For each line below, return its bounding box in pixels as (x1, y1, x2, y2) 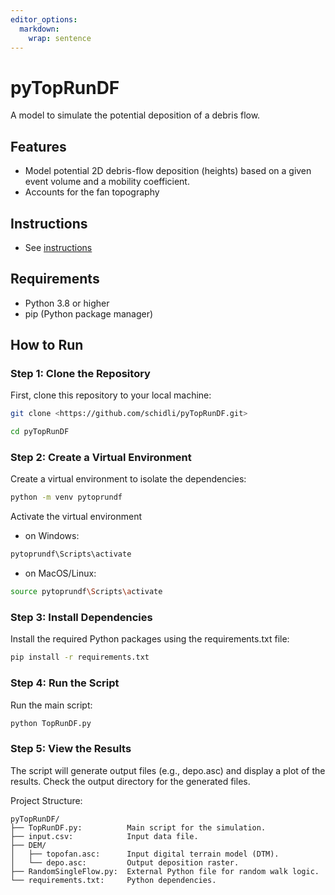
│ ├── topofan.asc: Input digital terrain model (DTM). (10, 849, 280, 859)
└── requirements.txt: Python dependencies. (10, 875, 217, 885)
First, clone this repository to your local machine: (10, 389, 212, 401)
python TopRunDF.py (10, 718, 92, 728)
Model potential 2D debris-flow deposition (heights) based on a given (24, 165, 312, 177)
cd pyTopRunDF (10, 427, 70, 437)
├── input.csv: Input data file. (10, 831, 199, 841)
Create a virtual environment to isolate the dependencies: (10, 473, 247, 485)
